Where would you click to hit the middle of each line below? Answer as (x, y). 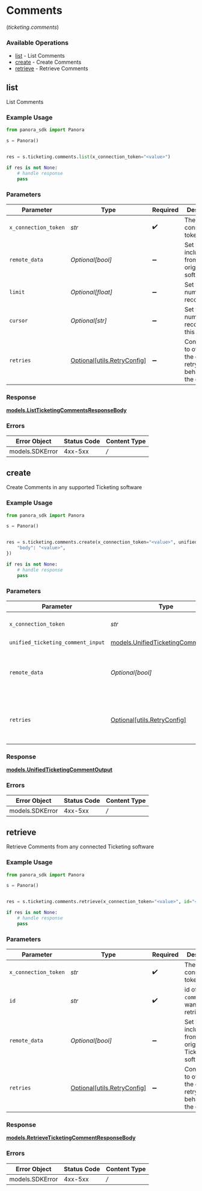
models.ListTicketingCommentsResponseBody (67, 410)
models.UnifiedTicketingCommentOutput (60, 770)
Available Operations (38, 43)
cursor (19, 320)
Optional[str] (89, 320)
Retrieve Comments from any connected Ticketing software (80, 847)
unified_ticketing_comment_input (57, 643)
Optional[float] (92, 292)
